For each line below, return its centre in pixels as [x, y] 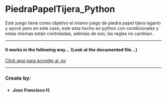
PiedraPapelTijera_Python [60, 9]
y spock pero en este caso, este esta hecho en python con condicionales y [82, 28]
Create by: [18, 78]
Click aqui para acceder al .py [36, 61]
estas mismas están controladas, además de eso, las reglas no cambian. [79, 33]
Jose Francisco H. [31, 90]
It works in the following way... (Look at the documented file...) [71, 49]
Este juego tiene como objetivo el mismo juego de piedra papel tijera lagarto [83, 23]
